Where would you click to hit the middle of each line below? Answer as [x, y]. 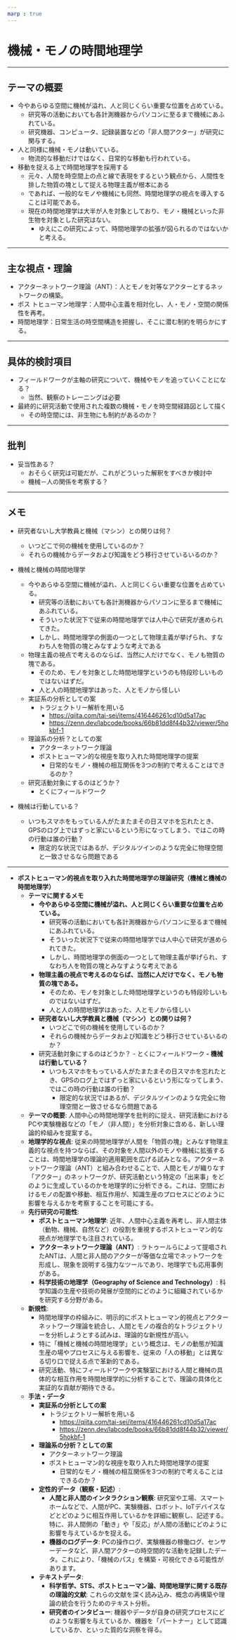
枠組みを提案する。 [68, 1132]
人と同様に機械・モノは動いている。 [70, 150]
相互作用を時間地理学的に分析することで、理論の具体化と [140, 1378]
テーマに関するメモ [56, 895]
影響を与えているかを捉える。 [92, 1532]
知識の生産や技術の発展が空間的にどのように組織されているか [134, 1291]
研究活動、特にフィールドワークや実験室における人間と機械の [128, 1370]
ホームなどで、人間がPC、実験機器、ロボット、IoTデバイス [134, 1506]
